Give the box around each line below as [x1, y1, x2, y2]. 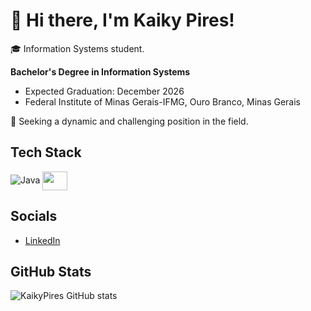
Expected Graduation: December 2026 [24, 85, 185, 97]
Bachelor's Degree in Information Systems [10, 65, 191, 78]
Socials [10, 208, 58, 225]
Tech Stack [10, 144, 82, 161]
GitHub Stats [10, 263, 92, 280]
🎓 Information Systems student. [10, 42, 145, 54]
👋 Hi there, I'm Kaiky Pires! [10, 9, 235, 32]
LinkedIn [24, 234, 61, 246]
